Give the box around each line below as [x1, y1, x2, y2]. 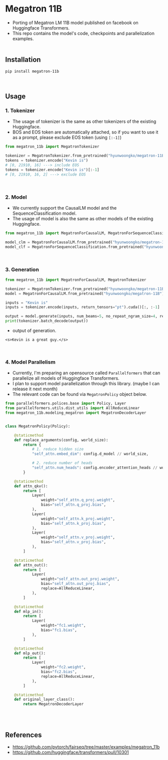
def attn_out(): [14, 562, 48, 567]
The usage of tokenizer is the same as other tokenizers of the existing [12, 118, 156, 124]
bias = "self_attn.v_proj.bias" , [40, 540, 106, 545]
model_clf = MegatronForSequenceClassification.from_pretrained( [5, 244, 144, 249]
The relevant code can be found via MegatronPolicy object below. [12, 391, 147, 397]
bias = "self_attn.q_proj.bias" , [40, 502, 106, 507]
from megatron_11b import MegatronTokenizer [5, 144, 99, 149]
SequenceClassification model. [12, 210, 76, 216]
